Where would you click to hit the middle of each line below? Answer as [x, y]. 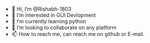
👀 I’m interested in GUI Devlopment [54, 15]
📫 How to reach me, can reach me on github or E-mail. [78, 34]
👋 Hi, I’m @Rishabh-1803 [41, 9]
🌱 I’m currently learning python [49, 21]
